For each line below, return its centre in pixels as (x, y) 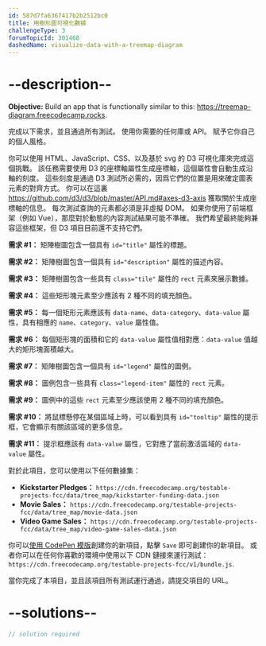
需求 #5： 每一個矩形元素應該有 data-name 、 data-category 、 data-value (125, 313)
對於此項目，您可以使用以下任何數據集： (74, 471)
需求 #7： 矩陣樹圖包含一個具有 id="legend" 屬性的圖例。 (102, 366)
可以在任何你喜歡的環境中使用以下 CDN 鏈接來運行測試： (115, 555)
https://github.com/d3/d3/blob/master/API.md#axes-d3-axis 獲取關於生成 (129, 198)
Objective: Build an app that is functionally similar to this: (102, 107)
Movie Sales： (44, 504)
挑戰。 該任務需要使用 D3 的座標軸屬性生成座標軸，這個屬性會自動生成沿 (134, 169)
